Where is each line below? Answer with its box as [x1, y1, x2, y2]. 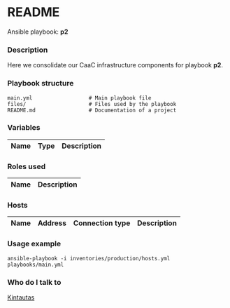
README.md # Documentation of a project [7, 107, 177, 114]
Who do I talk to [7, 277, 62, 287]
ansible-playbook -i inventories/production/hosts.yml [7, 255, 171, 262]
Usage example [7, 239, 62, 249]
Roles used [7, 161, 46, 171]
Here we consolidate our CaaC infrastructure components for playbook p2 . [7, 61, 224, 69]
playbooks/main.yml [7, 261, 64, 268]
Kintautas [7, 293, 35, 302]
